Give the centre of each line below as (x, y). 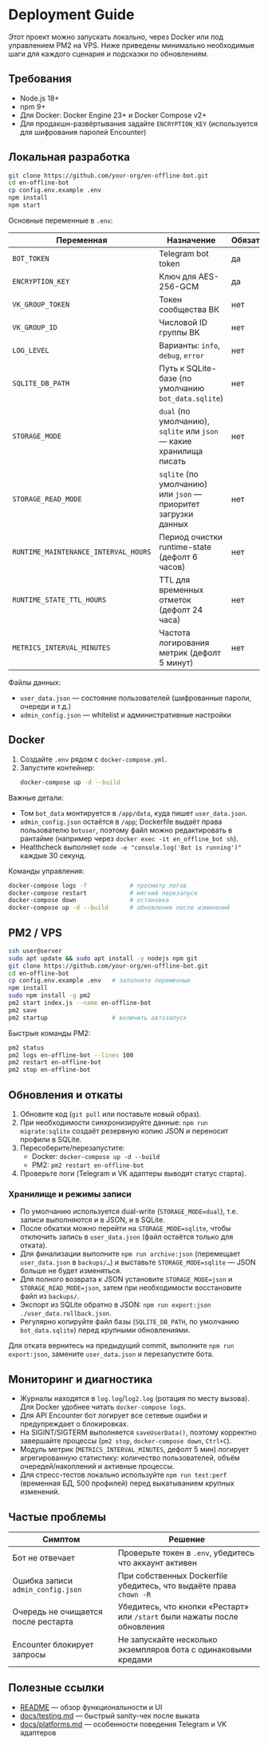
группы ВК (180, 332)
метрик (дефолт (190, 652)
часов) (172, 567)
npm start (25, 205)
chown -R (135, 1595)
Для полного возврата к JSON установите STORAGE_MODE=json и (126, 1280)
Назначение (191, 239)
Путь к (172, 368)
